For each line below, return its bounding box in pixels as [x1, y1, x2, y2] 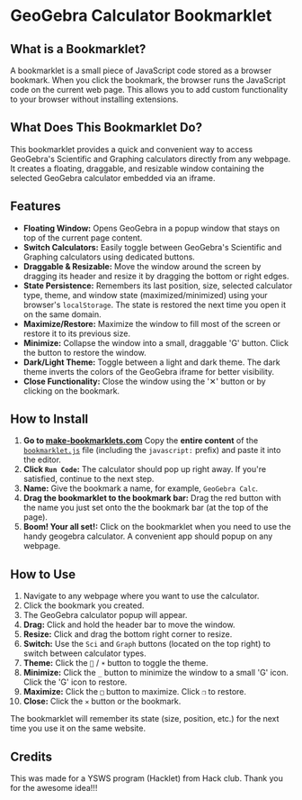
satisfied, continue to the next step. [22, 474, 155, 485]
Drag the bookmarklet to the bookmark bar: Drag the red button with [22, 493, 281, 504]
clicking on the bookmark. [22, 385, 120, 396]
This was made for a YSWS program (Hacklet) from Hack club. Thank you [10, 773, 284, 784]
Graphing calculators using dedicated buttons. [22, 251, 196, 262]
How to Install [10, 412, 89, 427]
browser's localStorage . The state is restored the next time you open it [22, 299, 287, 310]
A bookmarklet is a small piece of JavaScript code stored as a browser [10, 65, 272, 76]
